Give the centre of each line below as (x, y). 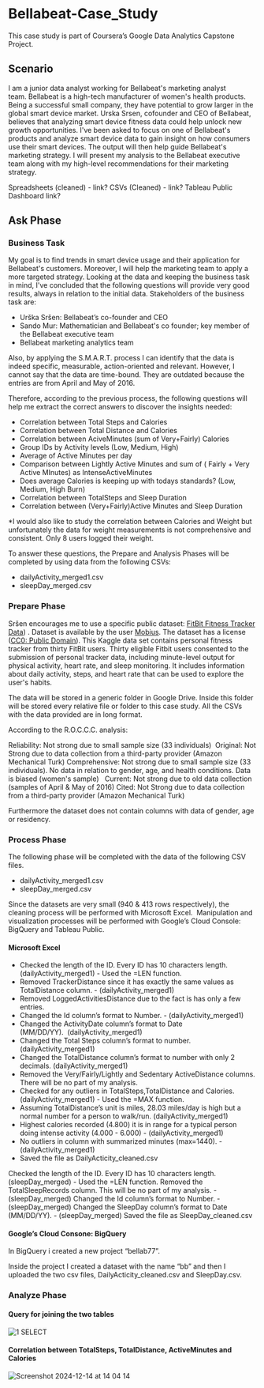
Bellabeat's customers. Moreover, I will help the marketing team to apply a (128, 269)
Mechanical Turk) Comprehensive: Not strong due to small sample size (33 (130, 762)
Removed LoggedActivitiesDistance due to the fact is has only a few (130, 999)
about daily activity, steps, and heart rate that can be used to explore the (126, 673)
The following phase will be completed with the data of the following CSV (127, 857)
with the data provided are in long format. (76, 714)
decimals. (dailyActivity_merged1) (74, 1066)
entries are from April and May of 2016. (72, 383)
